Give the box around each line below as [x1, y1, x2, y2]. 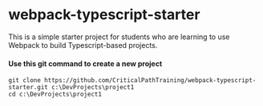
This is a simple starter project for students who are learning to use [8, 32, 230, 41]
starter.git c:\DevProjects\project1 [8, 84, 135, 92]
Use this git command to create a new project [8, 58, 163, 69]
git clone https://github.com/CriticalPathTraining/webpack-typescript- [8, 77, 257, 84]
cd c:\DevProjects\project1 [8, 90, 103, 99]
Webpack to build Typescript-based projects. [8, 40, 158, 49]
